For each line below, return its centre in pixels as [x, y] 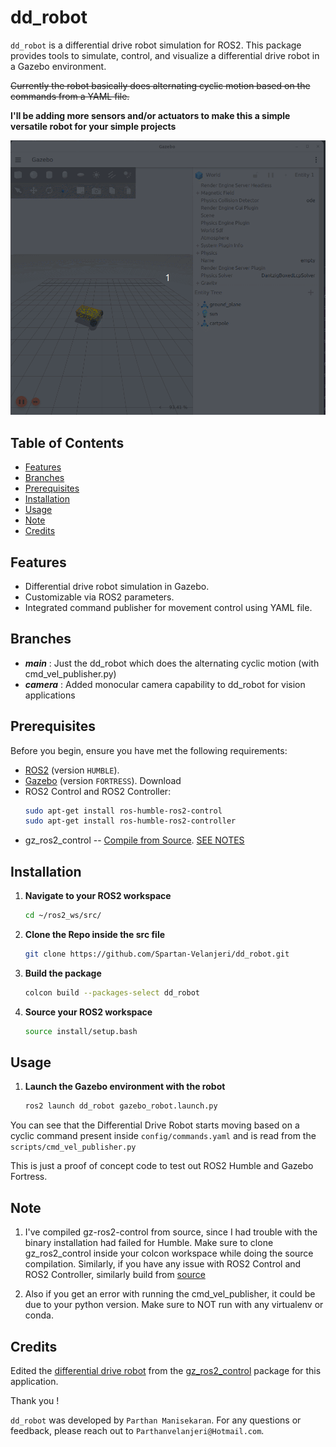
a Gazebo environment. [58, 66]
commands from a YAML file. [70, 96]
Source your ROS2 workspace [88, 1012]
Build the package [63, 973]
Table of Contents [67, 442]
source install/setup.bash [81, 1031]
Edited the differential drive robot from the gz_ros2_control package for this [166, 1370]
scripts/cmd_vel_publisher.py [73, 1147]
